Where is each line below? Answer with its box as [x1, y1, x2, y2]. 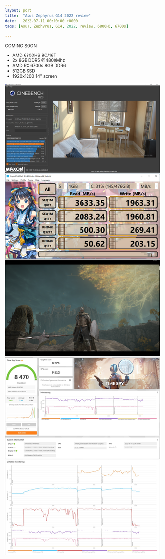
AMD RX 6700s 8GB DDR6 [12, 63, 66, 69]
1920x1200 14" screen [12, 73, 57, 79]
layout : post [5, 8, 32, 13]
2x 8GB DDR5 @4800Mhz [12, 57, 65, 63]
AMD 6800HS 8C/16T [12, 52, 56, 58]
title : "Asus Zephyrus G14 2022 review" [5, 13, 91, 18]
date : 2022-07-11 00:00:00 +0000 [5, 18, 78, 23]
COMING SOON [5, 43, 37, 49]
